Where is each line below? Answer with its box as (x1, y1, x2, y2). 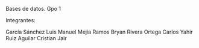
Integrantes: (5, 17, 36, 23)
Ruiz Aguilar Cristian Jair (5, 35, 67, 41)
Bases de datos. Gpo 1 (5, 5, 62, 12)
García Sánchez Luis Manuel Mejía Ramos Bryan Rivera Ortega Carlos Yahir (5, 28, 194, 35)
